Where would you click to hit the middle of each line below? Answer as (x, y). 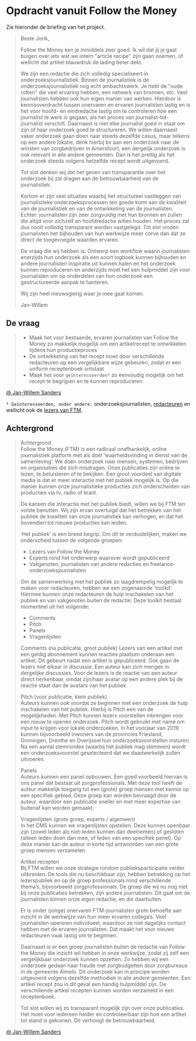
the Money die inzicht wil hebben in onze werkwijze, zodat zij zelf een (104, 953)
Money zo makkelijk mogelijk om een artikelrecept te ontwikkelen (108, 344)
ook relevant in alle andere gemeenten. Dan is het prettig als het (97, 154)
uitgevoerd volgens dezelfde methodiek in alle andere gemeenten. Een (105, 978)
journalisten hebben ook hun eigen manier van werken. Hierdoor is (101, 99)
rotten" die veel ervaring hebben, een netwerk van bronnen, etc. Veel (104, 92)
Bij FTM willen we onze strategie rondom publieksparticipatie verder (103, 868)
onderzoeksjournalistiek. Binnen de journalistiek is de (85, 80)
